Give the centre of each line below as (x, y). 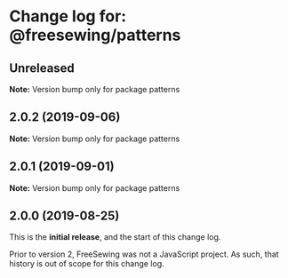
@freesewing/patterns (95, 35)
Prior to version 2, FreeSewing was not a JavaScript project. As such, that (144, 254)
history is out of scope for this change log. (87, 264)
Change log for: (68, 16)
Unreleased (42, 68)
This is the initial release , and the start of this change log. (115, 237)
